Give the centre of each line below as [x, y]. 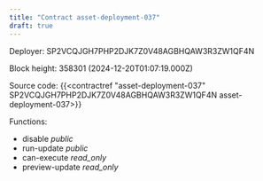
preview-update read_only [70, 167]
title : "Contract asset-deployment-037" [85, 17]
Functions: [28, 122]
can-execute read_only [64, 157]
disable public [47, 138]
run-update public [55, 148]
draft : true [31, 26]
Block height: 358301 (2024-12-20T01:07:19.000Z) [101, 68]
